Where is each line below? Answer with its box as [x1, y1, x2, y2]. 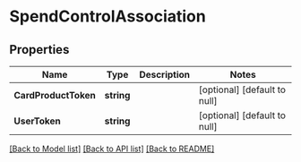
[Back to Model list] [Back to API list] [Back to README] [9, 143, 215, 154]
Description [138, 69, 191, 81]
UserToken [13, 115, 61, 127]
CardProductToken [13, 90, 97, 101]
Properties [9, 42, 70, 57]
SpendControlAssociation [9, 6, 206, 27]
